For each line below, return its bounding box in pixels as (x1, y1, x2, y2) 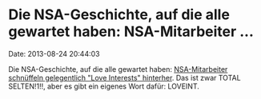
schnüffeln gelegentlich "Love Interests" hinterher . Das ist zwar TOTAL (8, 73, 242, 82)
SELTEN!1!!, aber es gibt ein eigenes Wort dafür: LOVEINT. (8, 81, 200, 91)
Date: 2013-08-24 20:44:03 (8, 49, 100, 58)
